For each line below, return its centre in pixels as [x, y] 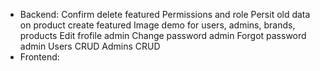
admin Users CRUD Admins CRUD [90, 46]
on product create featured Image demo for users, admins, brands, [157, 25]
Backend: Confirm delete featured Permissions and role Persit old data [165, 14]
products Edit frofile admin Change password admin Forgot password [163, 35]
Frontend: [39, 57]
